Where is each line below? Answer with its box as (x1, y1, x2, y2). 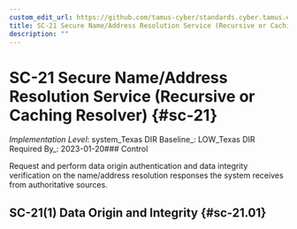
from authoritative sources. (9, 179, 108, 190)
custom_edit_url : (9, 12, 73, 22)
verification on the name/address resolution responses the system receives (9, 170, 285, 181)
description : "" (9, 29, 69, 38)
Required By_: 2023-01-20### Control (9, 143, 148, 155)
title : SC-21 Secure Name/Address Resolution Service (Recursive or (9, 21, 267, 30)
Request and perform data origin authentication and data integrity (9, 161, 248, 172)
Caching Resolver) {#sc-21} (9, 105, 218, 125)
